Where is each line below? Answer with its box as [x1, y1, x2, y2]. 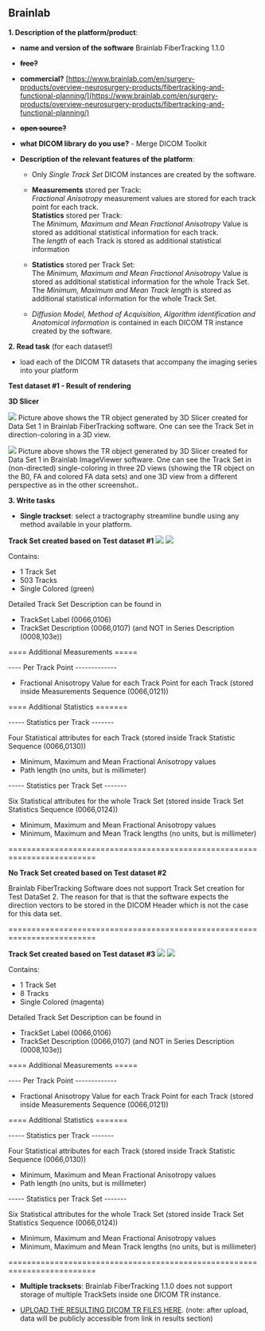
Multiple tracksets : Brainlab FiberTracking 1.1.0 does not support [19, 1281, 233, 1290]
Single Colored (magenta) [19, 997, 105, 1006]
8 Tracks [19, 988, 49, 998]
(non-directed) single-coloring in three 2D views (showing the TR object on [8, 463, 255, 473]
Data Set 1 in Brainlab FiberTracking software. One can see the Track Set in [8, 421, 255, 431]
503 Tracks [19, 575, 57, 585]
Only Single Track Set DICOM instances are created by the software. [31, 169, 257, 179]
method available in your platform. [19, 519, 133, 529]
